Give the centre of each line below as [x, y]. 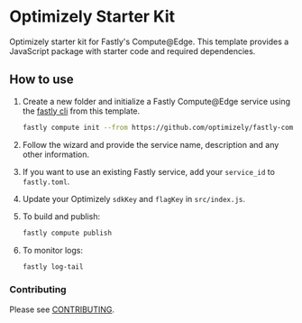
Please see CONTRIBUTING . [62, 309]
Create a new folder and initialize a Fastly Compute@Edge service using [156, 101]
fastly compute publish [67, 233]
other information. [56, 154]
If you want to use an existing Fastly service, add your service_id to [148, 171]
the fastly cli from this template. [81, 111]
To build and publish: [61, 216]
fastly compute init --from [75, 127]
